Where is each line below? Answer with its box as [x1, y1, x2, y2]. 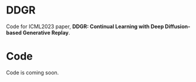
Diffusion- [165, 23, 191, 30]
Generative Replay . [22, 29, 70, 36]
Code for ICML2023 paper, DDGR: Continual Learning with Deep [6, 23, 164, 30]
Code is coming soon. [6, 69, 59, 76]
